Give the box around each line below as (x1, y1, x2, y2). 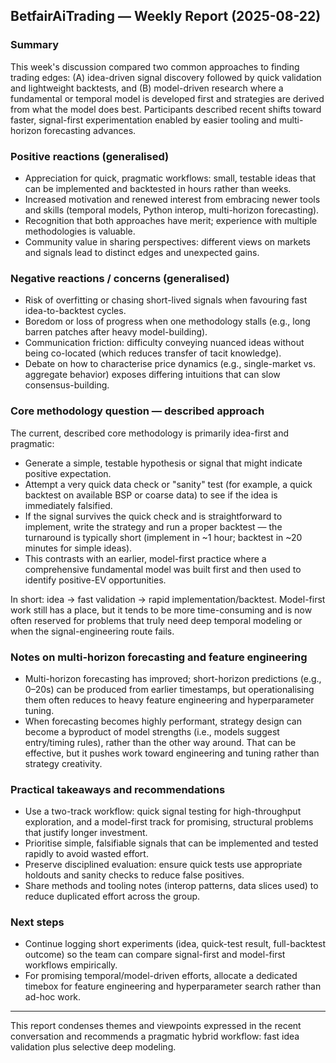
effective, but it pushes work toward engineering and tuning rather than (24, 747, 320, 759)
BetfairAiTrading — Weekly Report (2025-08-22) (10, 8, 322, 25)
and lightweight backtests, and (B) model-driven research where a (10, 82, 284, 94)
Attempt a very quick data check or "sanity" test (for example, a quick (24, 478, 313, 490)
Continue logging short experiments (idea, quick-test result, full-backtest (24, 938, 326, 950)
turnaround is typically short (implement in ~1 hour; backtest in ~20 (24, 531, 303, 543)
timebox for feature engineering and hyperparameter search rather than (24, 980, 322, 993)
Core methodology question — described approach (10, 404, 265, 418)
